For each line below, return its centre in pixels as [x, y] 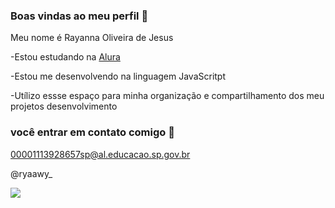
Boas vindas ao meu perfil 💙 [79, 16]
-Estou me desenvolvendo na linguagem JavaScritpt [118, 76]
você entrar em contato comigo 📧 [92, 132]
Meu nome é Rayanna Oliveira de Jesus [92, 38]
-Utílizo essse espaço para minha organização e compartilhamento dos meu [167, 96]
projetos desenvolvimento [64, 106]
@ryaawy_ [31, 173]
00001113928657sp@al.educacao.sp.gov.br [100, 154]
